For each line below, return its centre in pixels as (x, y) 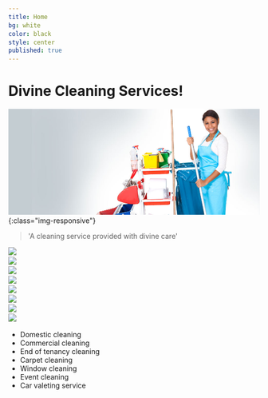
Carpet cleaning (46, 360)
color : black (30, 34)
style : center (32, 42)
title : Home (28, 17)
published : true (35, 51)
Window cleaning (48, 368)
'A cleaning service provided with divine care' (102, 236)
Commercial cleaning (55, 343)
